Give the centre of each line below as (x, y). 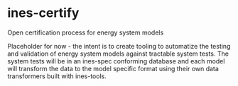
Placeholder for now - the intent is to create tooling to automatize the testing (119, 46)
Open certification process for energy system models (86, 32)
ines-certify (43, 13)
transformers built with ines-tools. (57, 76)
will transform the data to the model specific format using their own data (113, 68)
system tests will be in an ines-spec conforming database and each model (116, 61)
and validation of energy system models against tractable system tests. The (118, 54)
